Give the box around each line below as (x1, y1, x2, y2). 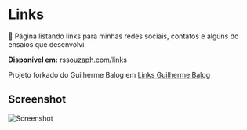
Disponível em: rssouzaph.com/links (8, 55, 128, 64)
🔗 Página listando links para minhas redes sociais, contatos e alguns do (8, 31, 239, 41)
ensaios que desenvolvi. (8, 39, 86, 49)
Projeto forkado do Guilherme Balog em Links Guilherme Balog (8, 70, 210, 79)
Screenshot (8, 92, 67, 107)
